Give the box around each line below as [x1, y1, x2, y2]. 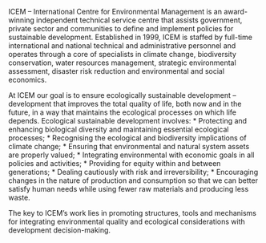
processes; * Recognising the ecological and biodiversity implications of [8, 133, 247, 143]
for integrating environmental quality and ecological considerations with [8, 217, 246, 226]
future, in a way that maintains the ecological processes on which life [8, 107, 237, 117]
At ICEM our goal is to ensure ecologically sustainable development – [8, 91, 236, 99]
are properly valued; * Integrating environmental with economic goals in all [8, 150, 255, 160]
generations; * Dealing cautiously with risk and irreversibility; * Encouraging [8, 168, 259, 176]
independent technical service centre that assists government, [35, 15, 243, 25]
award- [224, 7, 248, 16]
